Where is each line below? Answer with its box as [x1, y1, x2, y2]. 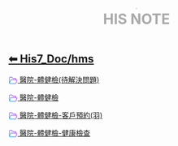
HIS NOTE [102, 10, 171, 28]
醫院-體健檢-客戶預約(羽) [19, 110, 103, 120]
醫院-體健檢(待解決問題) [19, 75, 100, 84]
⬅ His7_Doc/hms [8, 52, 94, 66]
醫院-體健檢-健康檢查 [19, 128, 91, 138]
